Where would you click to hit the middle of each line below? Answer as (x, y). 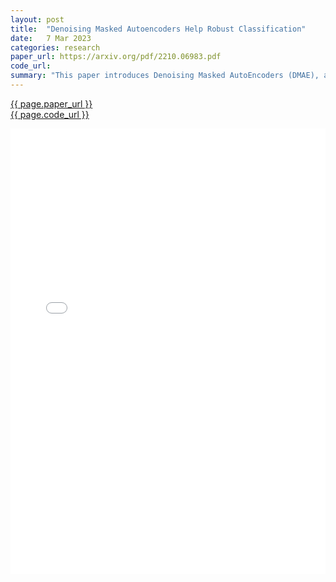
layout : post (37, 19)
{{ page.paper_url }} (51, 103)
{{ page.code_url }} (50, 114)
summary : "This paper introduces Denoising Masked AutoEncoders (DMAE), (165, 76)
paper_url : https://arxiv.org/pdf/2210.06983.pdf (116, 57)
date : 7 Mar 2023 (51, 38)
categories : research (55, 47)
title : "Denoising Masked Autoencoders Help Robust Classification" (158, 29)
